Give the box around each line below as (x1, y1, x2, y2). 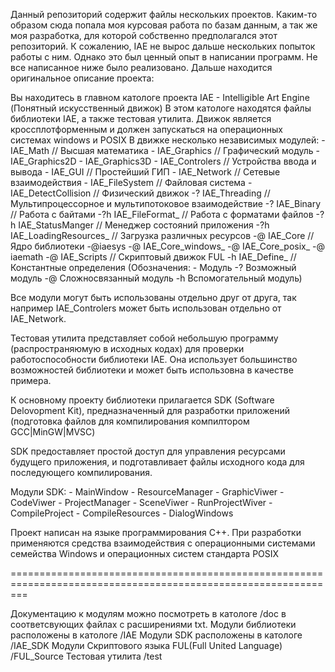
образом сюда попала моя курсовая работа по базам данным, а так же (10, 19, 318, 31)
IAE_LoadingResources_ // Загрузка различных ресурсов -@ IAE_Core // (10, 230, 315, 241)
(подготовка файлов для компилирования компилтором (10, 415, 250, 427)
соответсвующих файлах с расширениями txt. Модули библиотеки (10, 619, 297, 630)
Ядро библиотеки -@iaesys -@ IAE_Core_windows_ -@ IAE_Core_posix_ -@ (10, 240, 326, 252)
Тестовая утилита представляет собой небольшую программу (10, 332, 279, 344)
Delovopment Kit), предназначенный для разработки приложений (10, 405, 290, 416)
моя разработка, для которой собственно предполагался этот (10, 30, 278, 41)
